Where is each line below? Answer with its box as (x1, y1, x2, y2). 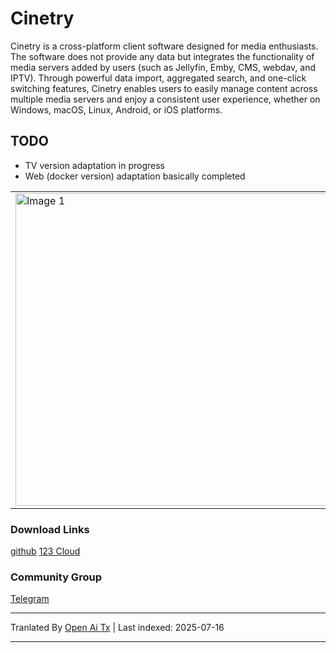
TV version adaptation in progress (24, 159, 165, 171)
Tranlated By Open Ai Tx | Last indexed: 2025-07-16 (10, 622, 225, 634)
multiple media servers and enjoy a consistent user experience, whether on (10, 93, 321, 105)
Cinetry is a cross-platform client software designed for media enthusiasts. (10, 40, 319, 52)
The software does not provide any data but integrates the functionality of (10, 50, 315, 62)
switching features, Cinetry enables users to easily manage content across (10, 82, 318, 94)
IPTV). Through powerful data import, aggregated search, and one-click (10, 72, 307, 84)
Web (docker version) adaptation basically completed (24, 170, 246, 182)
